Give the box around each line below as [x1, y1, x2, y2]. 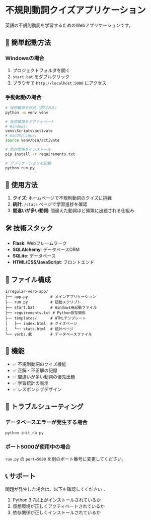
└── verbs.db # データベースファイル [5, 332, 92, 337]
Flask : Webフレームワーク [12, 240, 67, 246]
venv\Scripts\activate [5, 128, 53, 134]
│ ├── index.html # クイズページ [5, 321, 78, 326]
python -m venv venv [5, 110, 49, 115]
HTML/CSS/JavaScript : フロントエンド [12, 259, 95, 265]
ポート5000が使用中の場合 [5, 443, 70, 450]
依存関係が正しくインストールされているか [12, 509, 101, 515]
